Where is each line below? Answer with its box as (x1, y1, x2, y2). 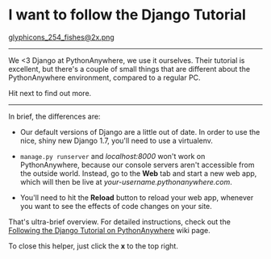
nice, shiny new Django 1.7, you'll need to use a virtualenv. (19, 136, 214, 145)
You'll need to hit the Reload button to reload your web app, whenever (19, 192, 254, 203)
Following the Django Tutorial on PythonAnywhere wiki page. (8, 225, 211, 235)
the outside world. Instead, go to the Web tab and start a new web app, (19, 168, 257, 178)
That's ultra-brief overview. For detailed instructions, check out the (8, 216, 231, 227)
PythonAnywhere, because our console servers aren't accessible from (19, 160, 255, 169)
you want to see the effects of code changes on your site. (19, 201, 212, 211)
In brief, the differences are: (8, 111, 101, 121)
